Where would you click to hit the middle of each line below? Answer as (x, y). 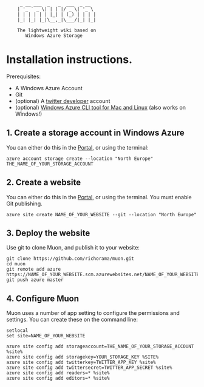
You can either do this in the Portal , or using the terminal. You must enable (99, 197)
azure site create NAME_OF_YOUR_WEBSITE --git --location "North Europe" (102, 214)
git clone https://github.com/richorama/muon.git (70, 259)
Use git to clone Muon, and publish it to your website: (73, 248)
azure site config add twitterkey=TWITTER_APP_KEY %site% (81, 362)
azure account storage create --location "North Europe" (80, 159)
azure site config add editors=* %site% (58, 379)
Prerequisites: (24, 76)
